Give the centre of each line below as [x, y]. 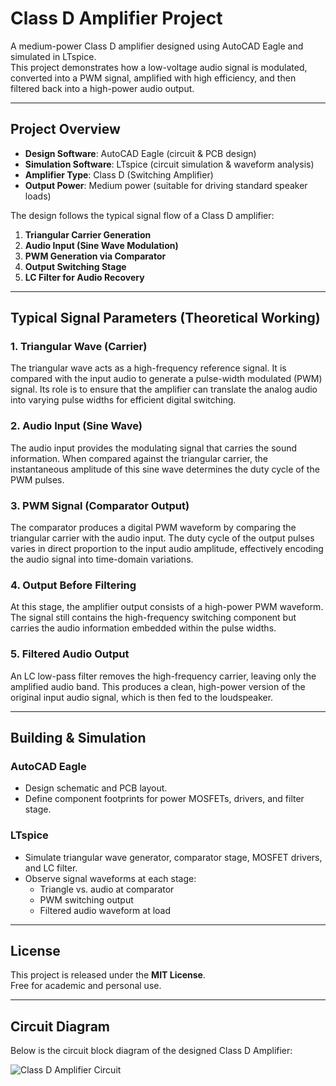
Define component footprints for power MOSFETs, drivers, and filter [164, 799]
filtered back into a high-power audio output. [102, 88]
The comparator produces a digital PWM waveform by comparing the [153, 528]
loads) [38, 196]
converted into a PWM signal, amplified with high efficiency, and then [153, 78]
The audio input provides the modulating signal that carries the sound [154, 448]
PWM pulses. [37, 479]
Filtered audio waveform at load [105, 910]
